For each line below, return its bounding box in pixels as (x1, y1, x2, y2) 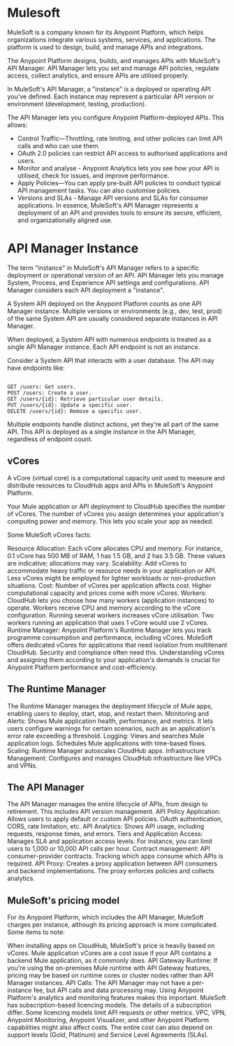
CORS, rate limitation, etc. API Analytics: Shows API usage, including (7, 822, 205, 831)
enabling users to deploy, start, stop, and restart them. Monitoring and (7, 709, 210, 717)
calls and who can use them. (17, 141, 100, 150)
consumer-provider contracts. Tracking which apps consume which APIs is (7, 852, 224, 861)
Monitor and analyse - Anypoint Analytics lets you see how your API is (17, 164, 220, 172)
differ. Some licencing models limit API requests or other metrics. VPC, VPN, (7, 1008, 227, 1017)
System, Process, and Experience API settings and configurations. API (7, 278, 210, 287)
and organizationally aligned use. (17, 215, 113, 224)
